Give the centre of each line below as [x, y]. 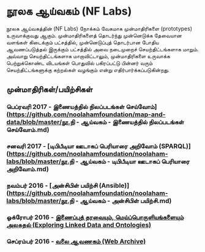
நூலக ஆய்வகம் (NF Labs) [69, 11]
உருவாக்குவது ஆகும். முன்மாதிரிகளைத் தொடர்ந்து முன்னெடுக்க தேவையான [94, 35]
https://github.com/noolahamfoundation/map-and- [87, 114]
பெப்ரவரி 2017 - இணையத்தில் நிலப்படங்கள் [65, 107]
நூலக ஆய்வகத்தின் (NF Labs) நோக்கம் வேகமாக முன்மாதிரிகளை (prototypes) [99, 28]
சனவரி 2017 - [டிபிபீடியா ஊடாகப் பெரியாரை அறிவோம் [82, 146]
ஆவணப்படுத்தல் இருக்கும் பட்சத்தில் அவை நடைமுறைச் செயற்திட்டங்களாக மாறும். [102, 49]
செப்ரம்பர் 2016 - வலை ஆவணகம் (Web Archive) [76, 241]
